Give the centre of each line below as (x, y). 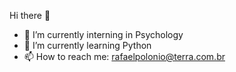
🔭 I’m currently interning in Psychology (103, 34)
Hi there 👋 (30, 15)
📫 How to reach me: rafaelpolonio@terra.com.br (124, 56)
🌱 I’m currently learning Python (87, 45)
